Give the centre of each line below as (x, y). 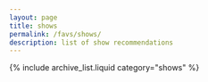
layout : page (33, 17)
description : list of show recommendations (92, 42)
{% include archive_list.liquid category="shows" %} (104, 68)
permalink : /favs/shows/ (55, 34)
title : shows (33, 26)
